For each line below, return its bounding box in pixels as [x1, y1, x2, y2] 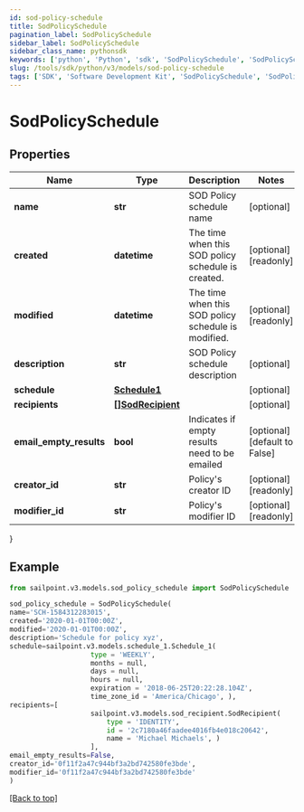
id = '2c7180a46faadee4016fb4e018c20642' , [106, 725, 270, 735]
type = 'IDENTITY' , [106, 717, 180, 726]
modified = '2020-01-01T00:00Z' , [9, 625, 128, 634]
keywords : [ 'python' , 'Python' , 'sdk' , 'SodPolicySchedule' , [9, 55, 245, 64]
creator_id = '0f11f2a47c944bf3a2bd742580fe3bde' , [9, 760, 196, 769]
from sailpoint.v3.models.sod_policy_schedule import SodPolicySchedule [9, 583, 290, 592]
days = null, [90, 666, 140, 676]
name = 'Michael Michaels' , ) [106, 734, 221, 743]
